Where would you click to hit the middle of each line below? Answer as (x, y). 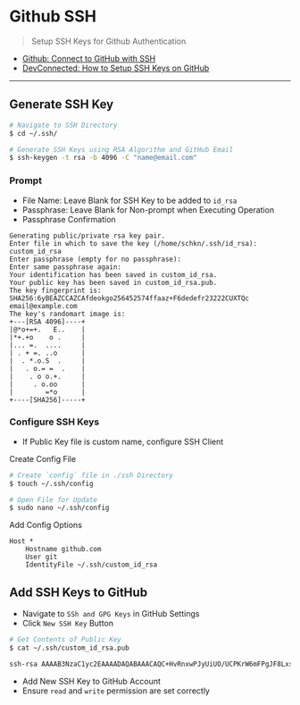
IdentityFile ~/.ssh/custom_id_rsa (92, 565)
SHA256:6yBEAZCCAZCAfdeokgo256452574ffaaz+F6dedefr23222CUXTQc (129, 298)
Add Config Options (46, 525)
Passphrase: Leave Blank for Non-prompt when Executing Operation (148, 210)
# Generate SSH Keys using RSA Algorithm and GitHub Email (121, 149)
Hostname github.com (63, 550)
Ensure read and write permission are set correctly (116, 691)
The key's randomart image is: (67, 314)
